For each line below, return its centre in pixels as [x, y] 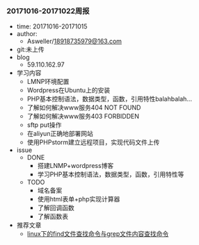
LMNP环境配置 [48, 82]
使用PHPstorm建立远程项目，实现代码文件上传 [93, 142]
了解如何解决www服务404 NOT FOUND [84, 108]
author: [27, 34]
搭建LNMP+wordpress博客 [75, 166]
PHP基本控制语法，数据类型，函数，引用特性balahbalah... [110, 99]
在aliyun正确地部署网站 [60, 134]
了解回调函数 [56, 208]
